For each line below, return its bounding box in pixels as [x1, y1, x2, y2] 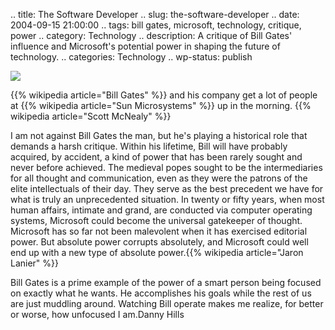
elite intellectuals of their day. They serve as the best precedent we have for [10, 183, 324, 194]
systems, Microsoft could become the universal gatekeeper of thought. [10, 215, 303, 226]
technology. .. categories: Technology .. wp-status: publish [10, 51, 253, 63]
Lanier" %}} [10, 257, 60, 269]
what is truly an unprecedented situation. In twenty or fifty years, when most [10, 194, 325, 205]
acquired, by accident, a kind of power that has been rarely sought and [10, 151, 303, 163]
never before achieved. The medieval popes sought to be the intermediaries [10, 162, 323, 173]
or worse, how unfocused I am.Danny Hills [10, 309, 185, 320]
